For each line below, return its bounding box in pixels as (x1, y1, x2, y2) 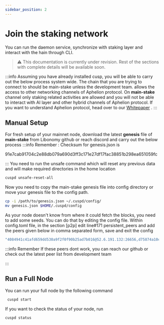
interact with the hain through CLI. (5, 49, 74, 55)
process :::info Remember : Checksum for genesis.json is (5, 142, 120, 148)
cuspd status (5, 315, 32, 320)
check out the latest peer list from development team (5, 251, 112, 257)
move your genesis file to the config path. (5, 190, 89, 195)
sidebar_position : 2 (5, 7, 47, 12)
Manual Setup (5, 118, 49, 127)
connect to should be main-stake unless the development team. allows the (5, 84, 155, 90)
